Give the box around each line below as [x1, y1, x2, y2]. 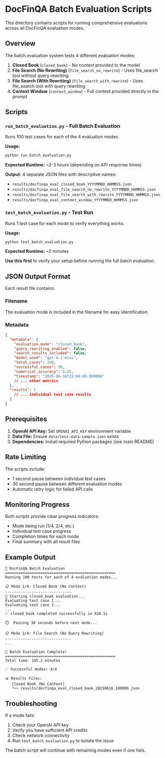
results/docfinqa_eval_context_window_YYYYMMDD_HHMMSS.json [12, 198, 138, 203]
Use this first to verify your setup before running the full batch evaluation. [5, 258, 155, 264]
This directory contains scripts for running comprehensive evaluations [5, 20, 148, 26]
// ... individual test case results [14, 392, 92, 397]
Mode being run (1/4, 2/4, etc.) [12, 523, 75, 529]
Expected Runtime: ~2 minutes [5, 248, 69, 254]
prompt [12, 93, 28, 99]
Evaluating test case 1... [5, 598, 61, 603]
